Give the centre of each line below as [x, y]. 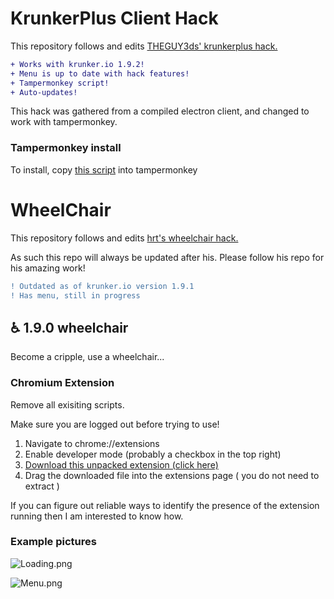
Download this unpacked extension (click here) [121, 464]
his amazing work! [48, 268]
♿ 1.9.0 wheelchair [69, 327]
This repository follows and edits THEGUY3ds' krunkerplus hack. [144, 46]
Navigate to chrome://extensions [92, 443]
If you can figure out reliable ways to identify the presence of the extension [165, 505]
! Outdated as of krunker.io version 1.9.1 [102, 286]
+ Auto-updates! [44, 92]
